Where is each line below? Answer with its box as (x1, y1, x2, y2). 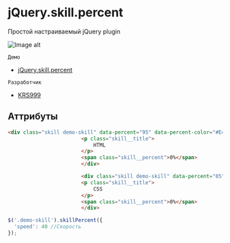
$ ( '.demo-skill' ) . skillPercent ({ (8, 217, 103, 224)
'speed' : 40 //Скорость (14, 223, 81, 230)
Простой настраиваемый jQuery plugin (8, 27, 121, 35)
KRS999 (17, 91, 42, 99)
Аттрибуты (8, 111, 58, 122)
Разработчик (8, 78, 42, 86)
